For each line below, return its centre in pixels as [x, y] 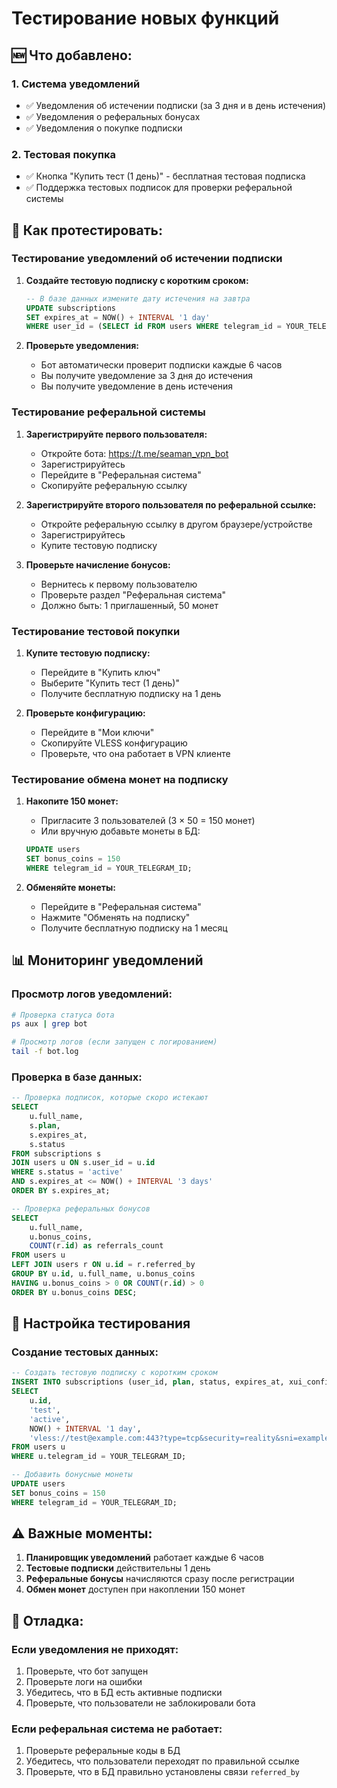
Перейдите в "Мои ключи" [97, 732]
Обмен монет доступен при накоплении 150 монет [135, 1589]
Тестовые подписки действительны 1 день [118, 1568]
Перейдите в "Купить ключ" [100, 672]
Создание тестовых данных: [85, 1352]
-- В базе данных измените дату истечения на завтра [138, 298]
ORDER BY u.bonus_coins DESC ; [74, 1292]
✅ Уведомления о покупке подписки [104, 128]
